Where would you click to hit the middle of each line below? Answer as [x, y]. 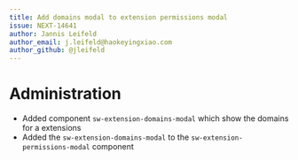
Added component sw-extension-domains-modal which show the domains [155, 118]
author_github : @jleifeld [57, 50]
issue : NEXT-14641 [43, 26]
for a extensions [51, 128]
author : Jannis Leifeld [53, 34]
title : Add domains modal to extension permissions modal [118, 17]
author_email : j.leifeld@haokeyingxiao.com [91, 42]
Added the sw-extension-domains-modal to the [106, 137]
